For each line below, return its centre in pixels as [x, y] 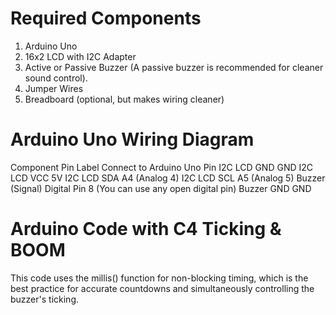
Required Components [106, 18]
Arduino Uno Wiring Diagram [132, 139]
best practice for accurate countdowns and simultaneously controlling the [162, 288]
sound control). [56, 78]
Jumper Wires [54, 88]
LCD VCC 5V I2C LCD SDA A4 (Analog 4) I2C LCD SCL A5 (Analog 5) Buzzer [168, 178]
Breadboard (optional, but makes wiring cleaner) [124, 99]
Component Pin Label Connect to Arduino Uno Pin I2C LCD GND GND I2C [162, 167]
